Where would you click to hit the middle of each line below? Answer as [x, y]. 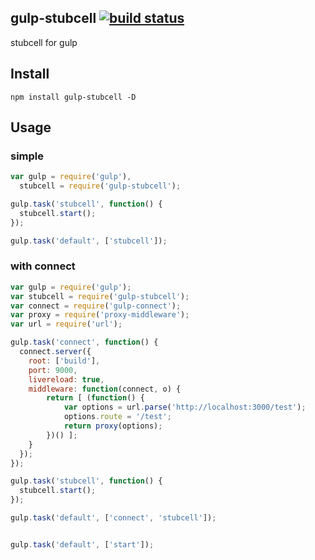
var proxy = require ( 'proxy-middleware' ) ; [100, 315]
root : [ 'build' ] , [64, 361]
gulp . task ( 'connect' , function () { [84, 342]
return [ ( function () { [95, 398]
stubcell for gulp [44, 42]
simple [27, 156]
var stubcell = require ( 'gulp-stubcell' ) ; [100, 296]
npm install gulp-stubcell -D [73, 97]
